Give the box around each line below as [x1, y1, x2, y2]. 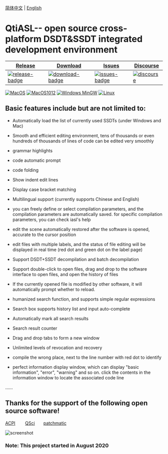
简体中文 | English [5, 5, 42, 11]
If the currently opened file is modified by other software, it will [12, 281, 142, 287]
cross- [99, 23, 127, 34]
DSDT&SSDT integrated [43, 34, 143, 45]
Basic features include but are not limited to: [5, 104, 146, 113]
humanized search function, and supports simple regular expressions [12, 296, 155, 302]
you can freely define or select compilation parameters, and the [12, 205, 144, 212]
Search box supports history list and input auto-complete [12, 306, 130, 312]
